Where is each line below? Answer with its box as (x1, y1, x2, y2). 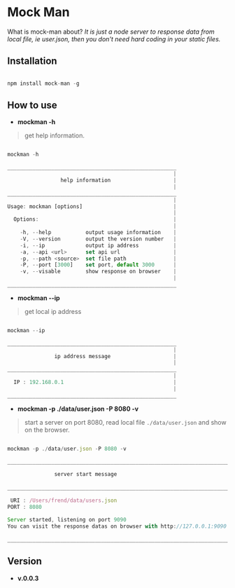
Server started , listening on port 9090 (7, 517, 127, 524)
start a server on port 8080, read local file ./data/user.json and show (24, 418, 227, 426)
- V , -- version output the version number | (20, 235, 177, 242)
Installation (7, 55, 57, 67)
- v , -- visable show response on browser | (20, 268, 177, 275)
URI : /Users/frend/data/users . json (10, 497, 117, 504)
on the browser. (24, 425, 70, 434)
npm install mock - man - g (7, 80, 80, 87)
